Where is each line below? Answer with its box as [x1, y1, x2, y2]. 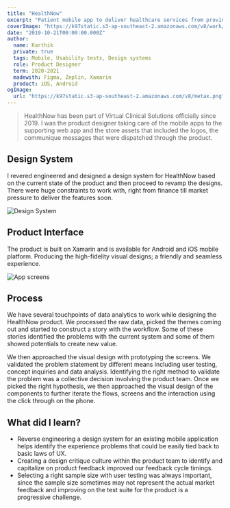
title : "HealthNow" [7, 10, 63, 17]
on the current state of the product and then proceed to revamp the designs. [7, 179, 223, 187]
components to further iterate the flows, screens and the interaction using [7, 389, 216, 398]
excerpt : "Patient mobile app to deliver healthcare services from [7, 16, 204, 23]
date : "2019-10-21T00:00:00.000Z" [7, 29, 106, 36]
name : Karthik [13, 42, 53, 49]
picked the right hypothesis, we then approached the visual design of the [7, 382, 214, 391]
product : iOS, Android [13, 80, 78, 87]
